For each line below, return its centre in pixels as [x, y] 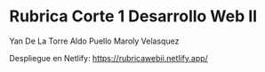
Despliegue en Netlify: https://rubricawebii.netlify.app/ [109, 58]
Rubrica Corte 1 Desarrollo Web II [133, 16]
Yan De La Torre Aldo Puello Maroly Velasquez [94, 41]
